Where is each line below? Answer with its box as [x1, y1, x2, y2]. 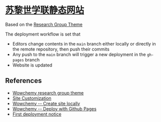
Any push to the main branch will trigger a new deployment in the [12, 51, 146, 57]
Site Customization [12, 95, 51, 101]
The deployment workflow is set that [5, 31, 81, 37]
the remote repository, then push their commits [12, 46, 110, 52]
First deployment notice [12, 111, 61, 117]
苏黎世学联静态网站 [5, 4, 84, 16]
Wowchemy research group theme [12, 89, 84, 95]
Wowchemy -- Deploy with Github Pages [12, 105, 96, 111]
